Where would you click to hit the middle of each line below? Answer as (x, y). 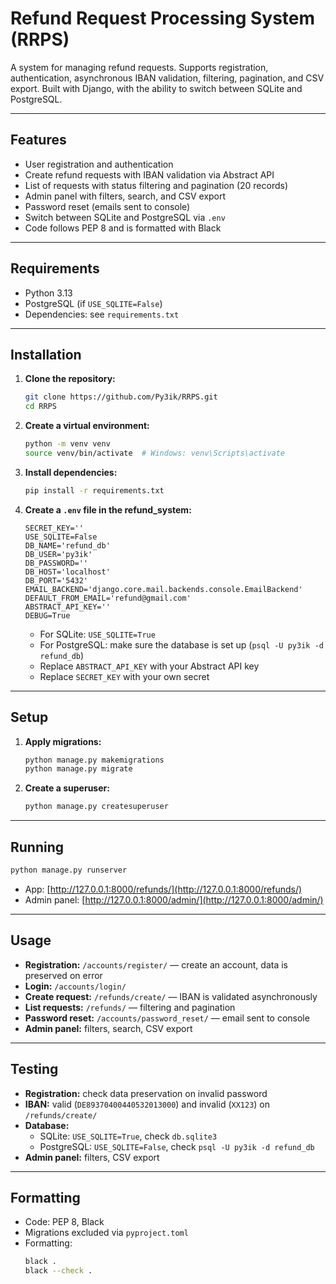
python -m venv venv (67, 444)
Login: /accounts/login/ (75, 986)
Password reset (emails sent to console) (107, 206)
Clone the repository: (70, 379)
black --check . (58, 1271)
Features (38, 140)
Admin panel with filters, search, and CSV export (125, 196)
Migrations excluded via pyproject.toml (106, 1233)
